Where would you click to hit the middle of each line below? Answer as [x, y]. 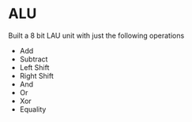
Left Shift [34, 67]
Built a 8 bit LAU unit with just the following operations [96, 35]
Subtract [34, 59]
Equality [33, 109]
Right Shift [36, 76]
